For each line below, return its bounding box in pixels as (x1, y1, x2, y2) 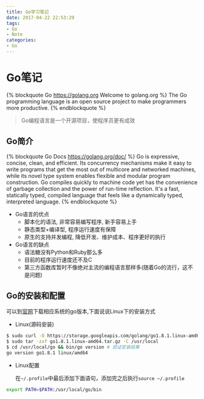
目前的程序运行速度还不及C (24, 256, 92, 263)
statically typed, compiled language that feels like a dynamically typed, (6, 191, 184, 199)
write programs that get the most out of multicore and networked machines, (6, 165, 196, 173)
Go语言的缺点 (15, 240, 50, 248)
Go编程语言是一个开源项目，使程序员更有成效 (21, 117, 135, 124)
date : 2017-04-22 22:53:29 (6, 15, 75, 21)
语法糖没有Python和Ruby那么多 (24, 248, 103, 256)
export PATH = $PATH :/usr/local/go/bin (6, 386, 102, 392)
